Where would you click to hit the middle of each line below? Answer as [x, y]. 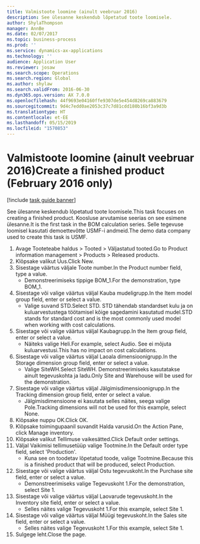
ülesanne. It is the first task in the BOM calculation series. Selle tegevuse [95, 224]
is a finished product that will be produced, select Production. [100, 464]
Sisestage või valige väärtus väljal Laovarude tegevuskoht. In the [94, 496]
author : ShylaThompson [35, 23]
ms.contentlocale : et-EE [37, 117]
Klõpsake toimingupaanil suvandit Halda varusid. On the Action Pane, [99, 426]
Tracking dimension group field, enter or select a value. [83, 395]
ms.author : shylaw [29, 84]
